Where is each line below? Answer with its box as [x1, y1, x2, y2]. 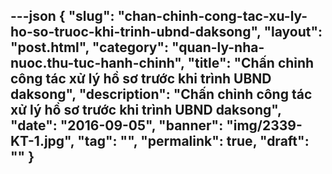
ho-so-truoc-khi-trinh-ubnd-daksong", [10, 24, 262, 41]
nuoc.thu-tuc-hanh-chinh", [10, 55, 185, 72]
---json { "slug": [10, 8, 115, 25]
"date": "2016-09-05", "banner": [10, 117, 224, 134]
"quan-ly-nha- [171, 39, 265, 56]
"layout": [263, 24, 323, 41]
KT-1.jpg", [10, 133, 75, 150]
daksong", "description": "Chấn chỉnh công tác [10, 86, 313, 103]
